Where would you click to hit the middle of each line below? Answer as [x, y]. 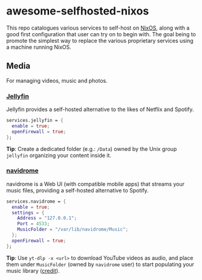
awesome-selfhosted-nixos [78, 11]
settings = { [28, 212]
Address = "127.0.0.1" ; [47, 218]
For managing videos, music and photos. [57, 80]
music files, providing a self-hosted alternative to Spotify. [78, 190]
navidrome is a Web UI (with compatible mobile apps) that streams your [96, 184]
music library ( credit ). [33, 270]
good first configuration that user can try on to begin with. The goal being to [101, 34]
